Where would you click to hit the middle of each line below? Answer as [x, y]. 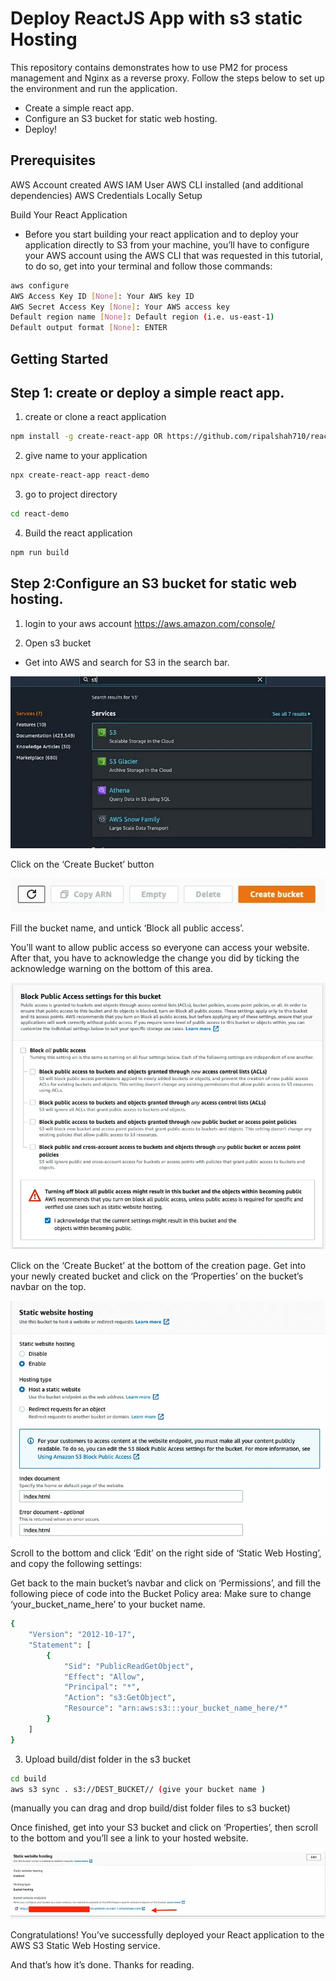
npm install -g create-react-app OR [86, 437]
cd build [28, 1778]
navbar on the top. [48, 1287]
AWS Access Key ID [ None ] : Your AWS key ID [102, 296]
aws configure [40, 285]
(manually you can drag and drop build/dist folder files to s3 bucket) [150, 1808]
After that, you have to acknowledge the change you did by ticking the [155, 958]
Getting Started [59, 358]
